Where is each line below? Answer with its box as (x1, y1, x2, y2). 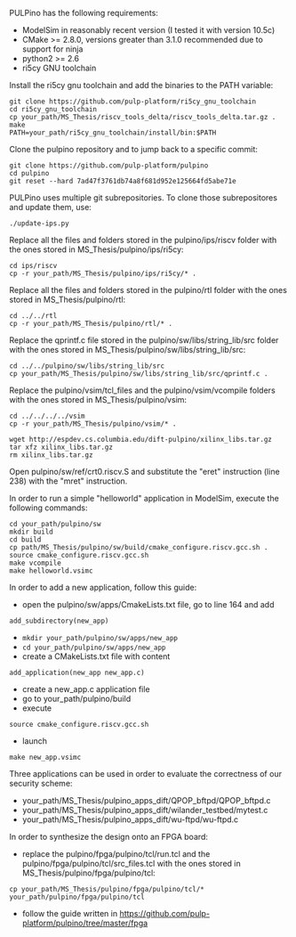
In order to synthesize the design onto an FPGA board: (9, 832, 209, 842)
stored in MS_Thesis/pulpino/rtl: (9, 294, 126, 305)
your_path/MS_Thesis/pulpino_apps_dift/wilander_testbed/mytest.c (21, 805, 268, 815)
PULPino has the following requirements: (9, 8, 158, 18)
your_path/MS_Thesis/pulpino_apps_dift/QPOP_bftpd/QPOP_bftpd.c (21, 795, 271, 805)
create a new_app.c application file (21, 684, 150, 694)
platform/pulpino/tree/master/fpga (21, 917, 148, 928)
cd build (9, 535, 42, 544)
